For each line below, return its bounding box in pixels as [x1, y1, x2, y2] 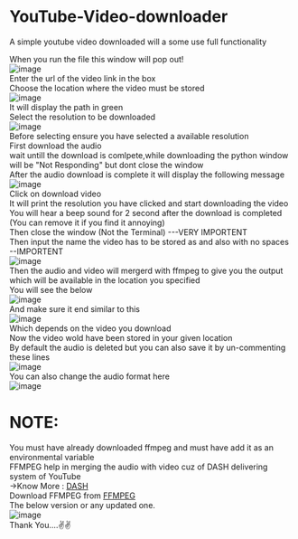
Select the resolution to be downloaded [9, 111, 156, 122]
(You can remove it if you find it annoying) [9, 217, 165, 228]
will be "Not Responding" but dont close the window [9, 159, 204, 170]
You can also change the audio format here [9, 371, 170, 382]
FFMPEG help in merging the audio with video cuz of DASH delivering [9, 461, 268, 472]
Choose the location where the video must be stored [9, 82, 205, 93]
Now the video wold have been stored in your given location [9, 332, 233, 343]
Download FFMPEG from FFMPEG [9, 490, 135, 501]
